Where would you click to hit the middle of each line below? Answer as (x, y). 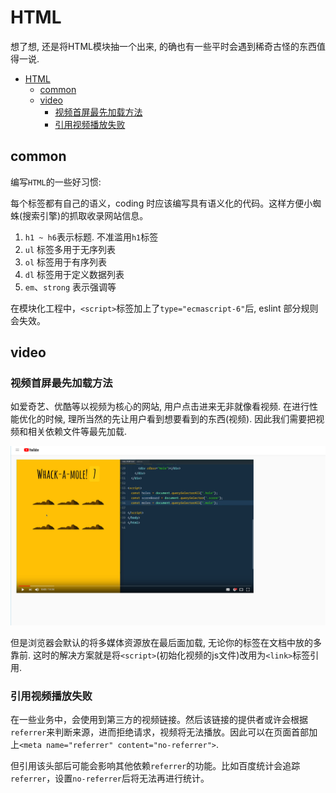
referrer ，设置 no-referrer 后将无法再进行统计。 (110, 778)
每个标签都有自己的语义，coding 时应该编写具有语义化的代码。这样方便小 (161, 203)
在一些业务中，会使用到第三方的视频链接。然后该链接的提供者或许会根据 (159, 720)
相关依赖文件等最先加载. (77, 432)
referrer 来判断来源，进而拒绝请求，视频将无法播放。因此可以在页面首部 (160, 732)
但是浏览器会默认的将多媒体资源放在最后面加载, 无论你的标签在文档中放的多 (166, 642)
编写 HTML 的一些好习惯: (56, 182)
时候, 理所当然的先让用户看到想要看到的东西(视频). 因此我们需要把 (180, 419)
